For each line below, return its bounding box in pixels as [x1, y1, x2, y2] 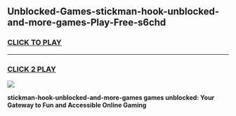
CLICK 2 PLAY [7, 64, 56, 74]
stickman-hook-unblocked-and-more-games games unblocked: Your [7, 93, 215, 101]
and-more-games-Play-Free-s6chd [7, 17, 166, 29]
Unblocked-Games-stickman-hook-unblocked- [7, 6, 220, 18]
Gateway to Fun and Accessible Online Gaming [7, 101, 147, 109]
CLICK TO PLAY [7, 38, 62, 48]
